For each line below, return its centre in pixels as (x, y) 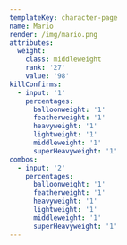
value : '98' (47, 76)
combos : (24, 159)
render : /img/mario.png (54, 34)
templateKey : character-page (63, 17)
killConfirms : (36, 84)
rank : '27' (46, 68)
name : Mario (31, 26)
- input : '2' (42, 168)
